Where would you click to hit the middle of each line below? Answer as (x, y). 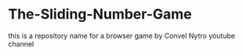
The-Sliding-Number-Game (100, 14)
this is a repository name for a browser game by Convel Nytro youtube (121, 36)
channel (21, 43)
